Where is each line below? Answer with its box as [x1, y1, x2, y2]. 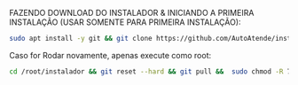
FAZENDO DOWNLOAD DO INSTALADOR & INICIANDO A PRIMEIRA [9, 8, 255, 18]
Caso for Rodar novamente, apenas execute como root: [9, 50, 211, 60]
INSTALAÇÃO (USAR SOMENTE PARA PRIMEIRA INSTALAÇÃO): [9, 17, 241, 27]
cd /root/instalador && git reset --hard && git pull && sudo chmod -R [9, 66, 284, 76]
